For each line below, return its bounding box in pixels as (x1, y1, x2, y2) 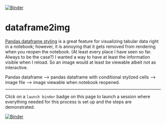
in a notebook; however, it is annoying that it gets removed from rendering (5, 43, 156, 49)
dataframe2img (5, 22, 70, 33)
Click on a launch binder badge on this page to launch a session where (5, 93, 151, 99)
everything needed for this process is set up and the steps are (5, 99, 132, 105)
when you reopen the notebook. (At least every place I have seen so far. (5, 48, 152, 54)
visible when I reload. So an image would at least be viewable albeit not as (5, 59, 157, 65)
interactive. (5, 64, 28, 70)
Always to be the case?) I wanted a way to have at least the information (5, 54, 150, 60)
